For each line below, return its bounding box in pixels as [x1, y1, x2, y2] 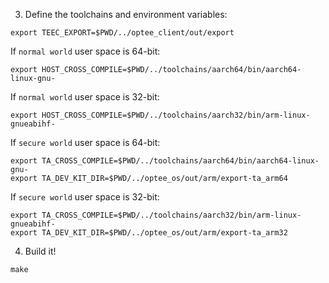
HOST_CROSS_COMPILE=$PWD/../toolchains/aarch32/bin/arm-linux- [41, 110, 311, 120]
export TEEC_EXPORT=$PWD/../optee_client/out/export [10, 28, 235, 38]
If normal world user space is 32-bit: [10, 91, 160, 103]
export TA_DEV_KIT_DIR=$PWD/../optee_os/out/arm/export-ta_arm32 [10, 228, 288, 238]
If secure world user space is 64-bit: [10, 137, 161, 148]
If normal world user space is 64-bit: [10, 45, 161, 57]
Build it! [24, 245, 57, 257]
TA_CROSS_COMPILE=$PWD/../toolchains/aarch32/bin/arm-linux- [41, 210, 302, 220]
